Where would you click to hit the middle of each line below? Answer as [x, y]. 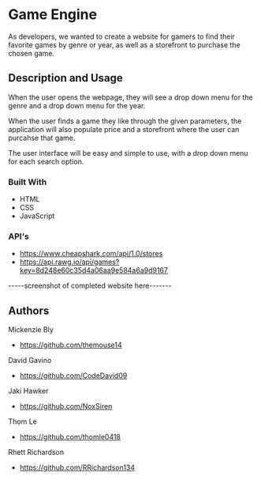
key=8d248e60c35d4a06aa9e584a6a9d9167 [93, 270]
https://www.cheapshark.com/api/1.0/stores [91, 254]
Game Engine [52, 15]
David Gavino [30, 361]
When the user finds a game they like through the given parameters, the [125, 121]
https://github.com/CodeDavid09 [73, 376]
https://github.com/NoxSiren [66, 406]
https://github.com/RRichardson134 [77, 467]
